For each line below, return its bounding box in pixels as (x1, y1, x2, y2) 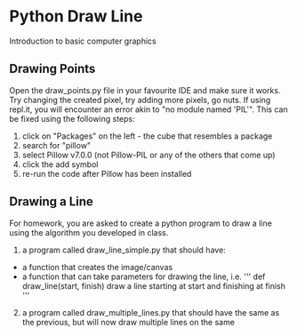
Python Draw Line (9, 6, 143, 27)
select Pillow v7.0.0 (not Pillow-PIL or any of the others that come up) (21, 149, 276, 160)
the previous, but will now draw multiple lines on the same (21, 316, 236, 327)
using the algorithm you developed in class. (9, 227, 169, 237)
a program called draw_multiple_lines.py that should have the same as (21, 307, 280, 317)
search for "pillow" (21, 140, 92, 150)
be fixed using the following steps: (9, 113, 135, 124)
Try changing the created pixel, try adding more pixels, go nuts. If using (9, 94, 271, 105)
